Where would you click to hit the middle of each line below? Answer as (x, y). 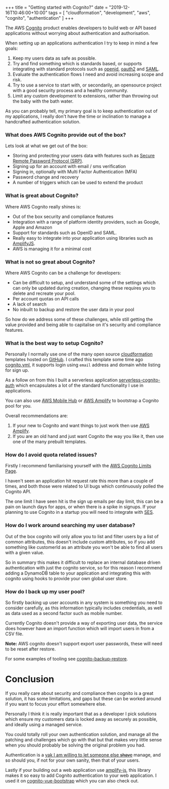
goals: (12, 48)
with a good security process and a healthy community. (70, 90)
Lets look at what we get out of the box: (46, 146)
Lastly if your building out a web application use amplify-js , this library (78, 770)
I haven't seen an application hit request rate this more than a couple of (79, 481)
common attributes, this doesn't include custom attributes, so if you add (80, 542)
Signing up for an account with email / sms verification (69, 166)
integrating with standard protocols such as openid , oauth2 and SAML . (86, 69)
